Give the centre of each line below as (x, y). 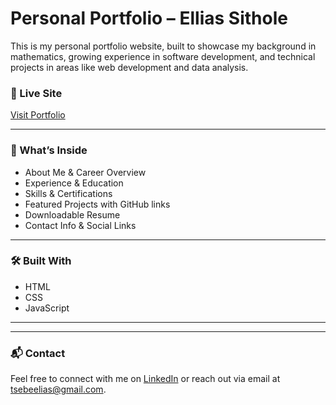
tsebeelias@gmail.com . (58, 389)
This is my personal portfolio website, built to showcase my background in (163, 46)
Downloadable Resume (72, 214)
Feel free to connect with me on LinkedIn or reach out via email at (145, 379)
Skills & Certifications (68, 193)
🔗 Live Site (36, 93)
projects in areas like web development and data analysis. (129, 67)
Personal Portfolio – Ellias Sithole (149, 18)
